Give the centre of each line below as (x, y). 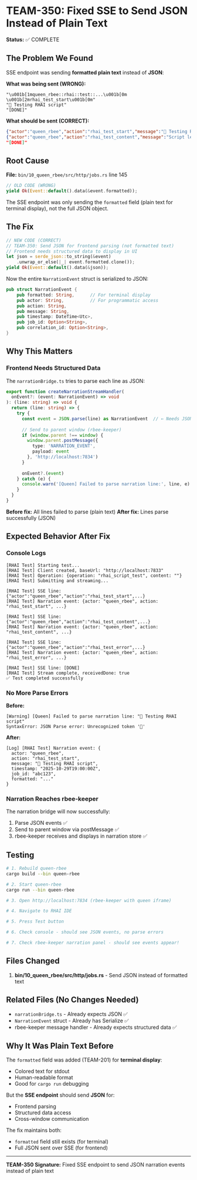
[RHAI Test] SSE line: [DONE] (43, 668)
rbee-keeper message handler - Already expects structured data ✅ (96, 1027)
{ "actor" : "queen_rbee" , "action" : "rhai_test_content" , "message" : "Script (95, 137)
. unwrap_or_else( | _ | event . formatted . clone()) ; (76, 262)
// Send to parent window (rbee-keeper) (72, 430)
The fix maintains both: (34, 1130)
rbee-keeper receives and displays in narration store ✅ (81, 836)
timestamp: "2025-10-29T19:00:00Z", (56, 768)
